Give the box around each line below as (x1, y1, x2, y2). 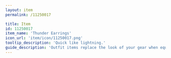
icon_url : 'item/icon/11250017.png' (5, 36, 83, 41)
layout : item (5, 7, 33, 13)
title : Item (5, 21, 31, 26)
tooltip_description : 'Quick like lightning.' (5, 40, 106, 46)
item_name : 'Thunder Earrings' (5, 31, 72, 36)
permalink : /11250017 (5, 12, 51, 17)
